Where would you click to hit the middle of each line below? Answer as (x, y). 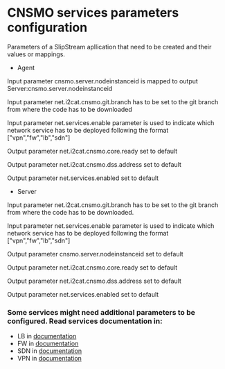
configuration (47, 27)
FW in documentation (48, 344)
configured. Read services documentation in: (85, 321)
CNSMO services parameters (93, 13)
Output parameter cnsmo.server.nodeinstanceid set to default (95, 254)
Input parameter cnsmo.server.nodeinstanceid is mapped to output (103, 81)
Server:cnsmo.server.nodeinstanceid (60, 88)
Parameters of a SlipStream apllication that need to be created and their (109, 47)
